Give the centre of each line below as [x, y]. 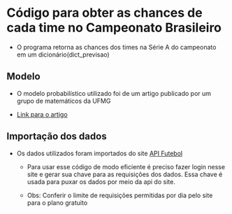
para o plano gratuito [57, 202]
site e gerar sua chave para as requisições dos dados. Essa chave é [125, 174]
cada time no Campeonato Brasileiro [114, 28]
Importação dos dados [57, 137]
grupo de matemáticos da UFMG [64, 101]
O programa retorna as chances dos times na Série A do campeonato [116, 47]
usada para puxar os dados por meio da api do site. [101, 181]
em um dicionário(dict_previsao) [63, 55]
